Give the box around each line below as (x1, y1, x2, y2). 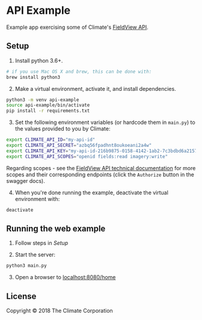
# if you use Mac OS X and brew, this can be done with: (6, 69, 152, 75)
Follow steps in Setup (14, 239, 69, 247)
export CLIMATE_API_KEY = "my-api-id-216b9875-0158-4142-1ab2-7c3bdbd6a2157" (6, 148, 200, 154)
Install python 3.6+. (14, 57, 63, 64)
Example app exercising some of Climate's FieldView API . (6, 23, 148, 31)
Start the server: (14, 251, 56, 259)
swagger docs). (6, 177, 45, 184)
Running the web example (6, 223, 106, 233)
